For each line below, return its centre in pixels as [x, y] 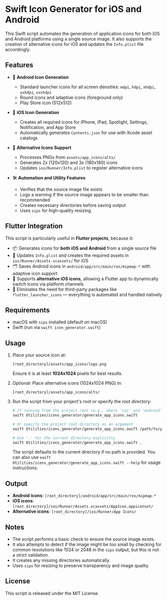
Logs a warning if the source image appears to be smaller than [84, 194]
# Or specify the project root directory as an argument [73, 424]
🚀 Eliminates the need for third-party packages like [65, 289]
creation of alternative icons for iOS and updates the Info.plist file [74, 44]
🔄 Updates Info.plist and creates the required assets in [70, 255]
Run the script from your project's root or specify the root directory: [82, 402]
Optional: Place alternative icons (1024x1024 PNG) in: [67, 383]
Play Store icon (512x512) [46, 103]
